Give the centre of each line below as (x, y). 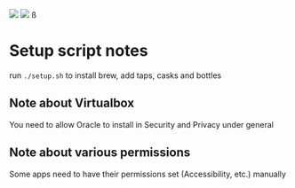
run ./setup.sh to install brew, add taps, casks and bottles (116, 75)
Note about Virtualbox (72, 103)
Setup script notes (79, 51)
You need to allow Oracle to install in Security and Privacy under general (141, 124)
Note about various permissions (100, 153)
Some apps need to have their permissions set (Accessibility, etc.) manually (148, 174)
